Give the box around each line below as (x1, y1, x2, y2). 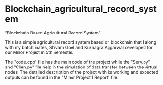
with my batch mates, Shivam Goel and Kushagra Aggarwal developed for (5, 44, 153, 50)
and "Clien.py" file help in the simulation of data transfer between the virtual (5, 64, 158, 70)
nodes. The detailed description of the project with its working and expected (5, 69, 159, 75)
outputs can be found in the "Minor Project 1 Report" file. (5, 74, 119, 80)
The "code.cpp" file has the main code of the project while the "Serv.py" (5, 59, 150, 65)
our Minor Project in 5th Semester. (5, 50, 74, 55)
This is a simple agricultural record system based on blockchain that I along (5, 39, 157, 45)
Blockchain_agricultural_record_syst (5, 3, 157, 15)
